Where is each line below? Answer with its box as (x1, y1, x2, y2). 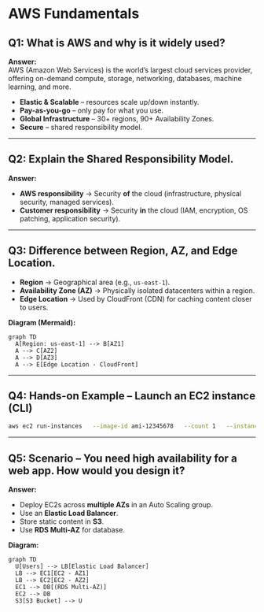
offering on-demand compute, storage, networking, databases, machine (8, 74, 242, 83)
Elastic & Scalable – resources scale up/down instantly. (19, 98, 200, 106)
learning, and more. (8, 82, 72, 91)
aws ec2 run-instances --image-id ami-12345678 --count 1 (8, 422, 216, 430)
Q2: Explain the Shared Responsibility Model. (8, 153, 234, 166)
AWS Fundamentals (8, 5, 140, 23)
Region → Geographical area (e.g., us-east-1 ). (19, 277, 170, 287)
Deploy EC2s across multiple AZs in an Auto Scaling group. (19, 500, 214, 510)
